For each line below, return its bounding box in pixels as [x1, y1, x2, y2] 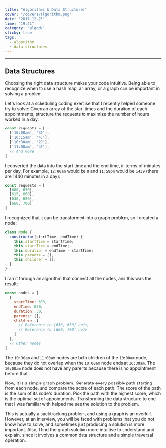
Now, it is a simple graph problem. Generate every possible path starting [5, 380, 152, 386]
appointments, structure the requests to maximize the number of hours [5, 111, 150, 117]
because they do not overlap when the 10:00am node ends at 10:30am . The [5, 360, 156, 366]
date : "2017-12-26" [5, 16, 45, 21]
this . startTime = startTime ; [14, 239, 74, 244]
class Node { [5, 229, 32, 235]
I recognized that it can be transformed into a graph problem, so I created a [5, 214, 159, 221]
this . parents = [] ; [14, 253, 54, 258]
